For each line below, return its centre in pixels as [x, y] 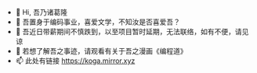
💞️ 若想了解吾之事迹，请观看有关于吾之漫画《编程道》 [101, 51]
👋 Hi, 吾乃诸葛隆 [42, 12]
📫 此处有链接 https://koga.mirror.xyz [75, 61]
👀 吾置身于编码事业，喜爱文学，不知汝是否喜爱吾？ [98, 22]
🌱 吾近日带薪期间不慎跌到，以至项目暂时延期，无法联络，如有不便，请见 [132, 31]
